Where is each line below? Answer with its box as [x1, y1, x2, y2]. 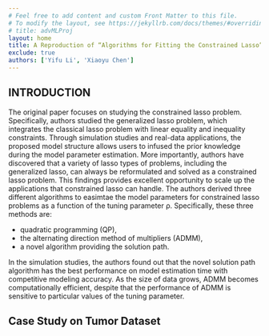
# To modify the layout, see [8, 19, 106, 27]
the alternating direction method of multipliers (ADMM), [19, 233, 203, 242]
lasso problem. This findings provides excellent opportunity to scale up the [8, 175, 255, 185]
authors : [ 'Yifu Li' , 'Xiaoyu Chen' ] [8, 57, 134, 65]
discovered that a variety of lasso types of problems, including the [8, 158, 227, 168]
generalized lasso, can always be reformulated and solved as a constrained [8, 166, 258, 176]
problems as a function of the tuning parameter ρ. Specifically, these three [8, 201, 254, 210]
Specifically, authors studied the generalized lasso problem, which [8, 115, 228, 125]
